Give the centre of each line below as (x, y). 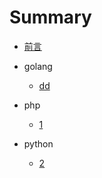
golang (38, 66)
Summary (50, 17)
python (38, 143)
